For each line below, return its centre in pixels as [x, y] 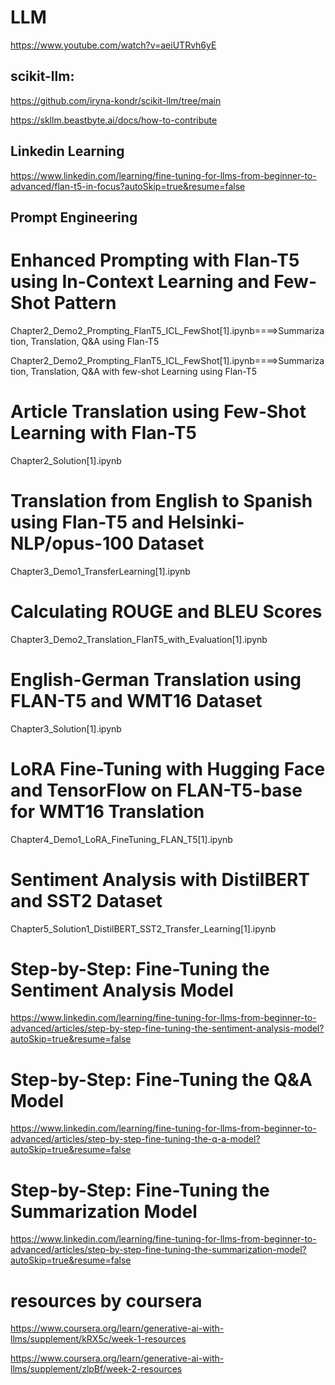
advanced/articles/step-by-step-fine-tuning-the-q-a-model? [135, 1139]
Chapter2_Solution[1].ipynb [66, 460]
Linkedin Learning [67, 151]
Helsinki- [206, 522]
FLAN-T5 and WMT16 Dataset [136, 700]
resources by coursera [106, 1300]
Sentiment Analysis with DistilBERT [160, 879]
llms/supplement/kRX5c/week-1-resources [98, 1339]
